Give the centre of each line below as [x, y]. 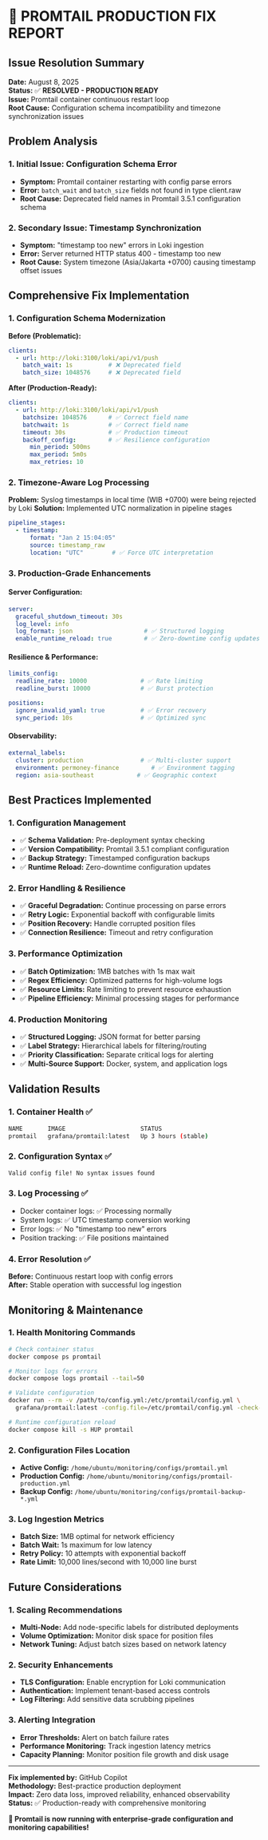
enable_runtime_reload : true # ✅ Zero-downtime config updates [138, 639]
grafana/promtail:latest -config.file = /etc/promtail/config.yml [124, 1408]
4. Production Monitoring [58, 1019]
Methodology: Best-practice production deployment [95, 1786]
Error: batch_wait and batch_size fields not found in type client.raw [130, 190]
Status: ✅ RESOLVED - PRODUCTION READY [84, 90]
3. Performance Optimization [66, 954]
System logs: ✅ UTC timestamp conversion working [105, 1219]
